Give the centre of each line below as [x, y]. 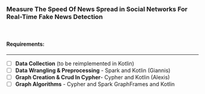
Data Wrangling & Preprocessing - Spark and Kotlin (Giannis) [93, 70]
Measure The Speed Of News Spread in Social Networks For [97, 9]
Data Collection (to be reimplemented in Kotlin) [74, 63]
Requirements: [25, 44]
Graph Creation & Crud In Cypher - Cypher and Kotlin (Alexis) [92, 77]
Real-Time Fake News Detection [55, 16]
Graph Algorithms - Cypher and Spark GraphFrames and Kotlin [95, 84]
